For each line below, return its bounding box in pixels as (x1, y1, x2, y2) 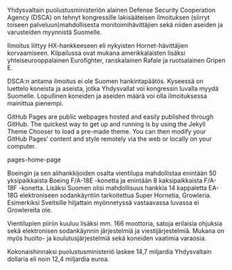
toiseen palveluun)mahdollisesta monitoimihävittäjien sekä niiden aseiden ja (7, 21, 223, 28)
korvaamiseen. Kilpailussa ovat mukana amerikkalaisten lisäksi (7, 49, 186, 57)
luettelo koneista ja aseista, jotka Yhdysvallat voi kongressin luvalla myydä (7, 85, 219, 92)
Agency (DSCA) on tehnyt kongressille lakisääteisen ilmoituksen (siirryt (7, 13, 210, 22)
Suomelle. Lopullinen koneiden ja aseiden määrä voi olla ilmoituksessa (7, 92, 208, 100)
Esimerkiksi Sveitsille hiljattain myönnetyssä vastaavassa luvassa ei (7, 199, 199, 207)
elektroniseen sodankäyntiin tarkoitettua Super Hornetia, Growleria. (19, 191, 212, 199)
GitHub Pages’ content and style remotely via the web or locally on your (7, 135, 213, 143)
